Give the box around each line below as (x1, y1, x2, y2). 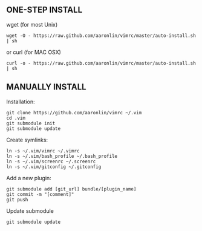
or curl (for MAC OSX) (6, 48, 62, 56)
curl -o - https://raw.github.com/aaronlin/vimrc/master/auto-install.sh (6, 60, 197, 66)
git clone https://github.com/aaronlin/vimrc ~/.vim (6, 109, 142, 115)
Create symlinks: (6, 136, 48, 143)
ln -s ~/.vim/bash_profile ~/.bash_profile (6, 153, 118, 159)
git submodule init (6, 120, 56, 126)
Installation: (6, 98, 35, 105)
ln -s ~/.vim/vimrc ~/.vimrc (6, 148, 80, 154)
